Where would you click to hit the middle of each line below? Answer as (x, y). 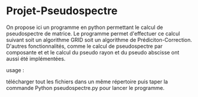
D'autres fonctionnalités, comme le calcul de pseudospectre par (84, 46)
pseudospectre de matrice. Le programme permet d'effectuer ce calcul (93, 33)
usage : (15, 70)
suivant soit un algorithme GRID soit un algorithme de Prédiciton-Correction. (99, 40)
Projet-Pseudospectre (62, 11)
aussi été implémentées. (36, 59)
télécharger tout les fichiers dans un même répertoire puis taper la (87, 82)
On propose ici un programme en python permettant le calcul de (84, 27)
